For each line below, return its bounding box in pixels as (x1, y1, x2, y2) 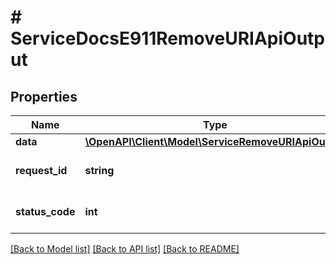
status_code (15, 205, 76, 218)
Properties (10, 88, 78, 105)
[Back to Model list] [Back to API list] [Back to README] (10, 243, 240, 255)
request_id (15, 164, 68, 177)
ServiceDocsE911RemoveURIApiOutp (10, 27, 325, 50)
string (84, 164, 115, 177)
